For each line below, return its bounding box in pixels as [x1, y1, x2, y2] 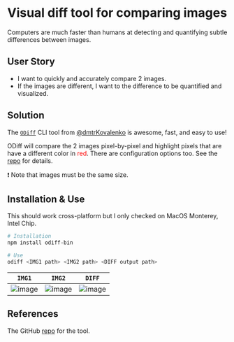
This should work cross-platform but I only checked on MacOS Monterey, [7, 212, 219, 220]
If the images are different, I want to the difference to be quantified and [17, 82, 222, 90]
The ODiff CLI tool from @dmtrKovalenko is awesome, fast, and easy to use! [7, 128, 227, 136]
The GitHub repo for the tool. [7, 327, 91, 335]
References [7, 308, 59, 320]
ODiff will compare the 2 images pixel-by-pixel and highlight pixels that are [7, 141, 222, 150]
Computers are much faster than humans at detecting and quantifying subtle [7, 28, 228, 36]
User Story [7, 56, 55, 68]
